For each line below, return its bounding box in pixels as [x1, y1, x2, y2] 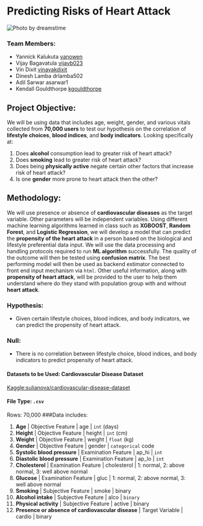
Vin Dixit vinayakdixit [15, 66, 67, 73]
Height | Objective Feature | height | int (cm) [15, 429, 128, 437]
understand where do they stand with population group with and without [7, 279, 186, 287]
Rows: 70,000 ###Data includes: [7, 411, 88, 418]
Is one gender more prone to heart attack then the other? [15, 175, 158, 183]
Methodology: [7, 193, 61, 203]
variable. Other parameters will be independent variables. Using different [7, 215, 188, 222]
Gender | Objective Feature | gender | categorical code [15, 442, 155, 449]
